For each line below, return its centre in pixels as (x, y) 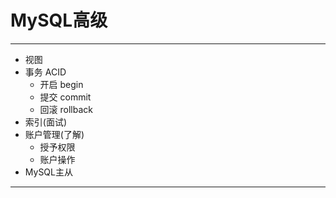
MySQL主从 (48, 172)
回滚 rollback (66, 109)
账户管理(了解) (54, 134)
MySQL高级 (59, 20)
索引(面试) (46, 122)
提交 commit (65, 97)
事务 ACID (45, 72)
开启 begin (61, 84)
